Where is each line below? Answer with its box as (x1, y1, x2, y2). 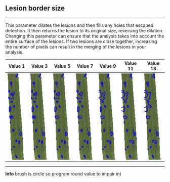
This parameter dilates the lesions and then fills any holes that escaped (5, 22, 154, 28)
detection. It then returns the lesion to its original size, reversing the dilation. (5, 27, 164, 33)
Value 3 (31, 63, 48, 69)
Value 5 (54, 63, 71, 69)
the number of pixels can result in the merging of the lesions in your (5, 43, 147, 50)
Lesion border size (5, 4, 65, 13)
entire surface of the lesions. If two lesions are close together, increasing (5, 38, 157, 44)
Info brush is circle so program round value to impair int (5, 171, 121, 177)
